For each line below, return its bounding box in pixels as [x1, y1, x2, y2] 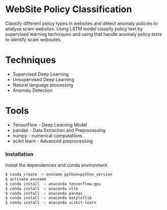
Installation [5, 151, 34, 158]
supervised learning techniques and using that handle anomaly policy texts [5, 31, 162, 37]
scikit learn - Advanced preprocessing [12, 138, 93, 144]
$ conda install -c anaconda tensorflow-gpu [5, 181, 101, 186]
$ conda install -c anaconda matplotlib [5, 195, 92, 201]
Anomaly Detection [12, 87, 53, 93]
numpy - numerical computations [12, 132, 83, 138]
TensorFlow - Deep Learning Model [12, 122, 87, 128]
